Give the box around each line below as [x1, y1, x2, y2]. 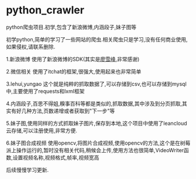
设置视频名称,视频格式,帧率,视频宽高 [12, 154, 99, 161]
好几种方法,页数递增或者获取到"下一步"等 [16, 107, 115, 114]
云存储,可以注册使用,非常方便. [6, 127, 78, 134]
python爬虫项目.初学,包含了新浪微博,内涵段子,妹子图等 [6, 23, 137, 30]
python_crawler [6, 3, 85, 17]
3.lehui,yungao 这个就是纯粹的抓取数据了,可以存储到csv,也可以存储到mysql [6, 80, 187, 87]
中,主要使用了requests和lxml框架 [6, 87, 85, 94]
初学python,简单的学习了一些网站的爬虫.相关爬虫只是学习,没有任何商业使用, [6, 36, 188, 43]
